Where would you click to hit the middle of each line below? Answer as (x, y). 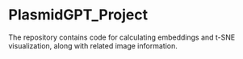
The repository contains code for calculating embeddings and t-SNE (122, 37)
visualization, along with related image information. (93, 45)
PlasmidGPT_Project (78, 15)
